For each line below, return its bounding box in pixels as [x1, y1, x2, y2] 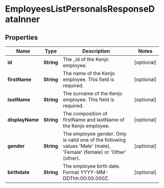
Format [62, 169, 80, 175]
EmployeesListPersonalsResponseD [5, 3, 155, 15]
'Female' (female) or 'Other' [62, 149, 127, 155]
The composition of [62, 110, 108, 117]
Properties [5, 33, 38, 42]
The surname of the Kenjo [62, 90, 123, 97]
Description [82, 48, 110, 54]
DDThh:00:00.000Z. [62, 175, 110, 182]
